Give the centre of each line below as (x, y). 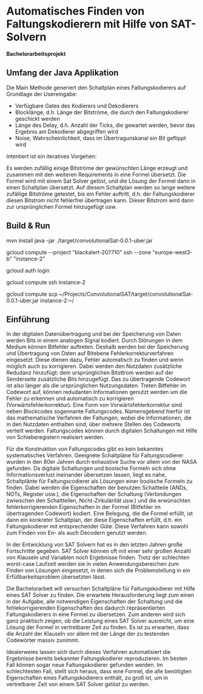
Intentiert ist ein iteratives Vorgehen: (52, 156)
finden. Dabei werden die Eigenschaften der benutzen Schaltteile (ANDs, (97, 488)
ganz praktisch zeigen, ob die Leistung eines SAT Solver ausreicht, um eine (100, 621)
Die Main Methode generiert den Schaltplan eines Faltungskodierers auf (96, 87)
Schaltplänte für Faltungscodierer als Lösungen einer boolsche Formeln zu (99, 481)
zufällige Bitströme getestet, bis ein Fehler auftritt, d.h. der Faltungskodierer (101, 194)
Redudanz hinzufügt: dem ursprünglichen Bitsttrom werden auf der (90, 373)
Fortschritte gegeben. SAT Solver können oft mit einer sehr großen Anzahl (99, 551)
